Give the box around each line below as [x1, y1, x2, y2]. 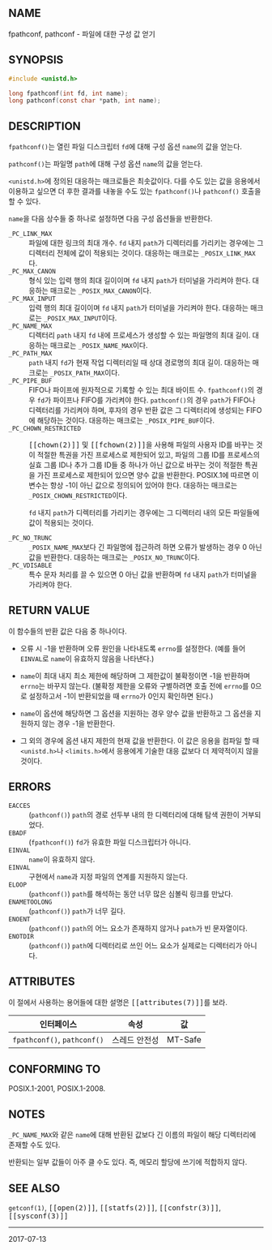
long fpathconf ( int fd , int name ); [8, 89, 129, 97]
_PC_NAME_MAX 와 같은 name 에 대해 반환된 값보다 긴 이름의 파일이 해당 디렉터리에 [8, 1130, 257, 1140]
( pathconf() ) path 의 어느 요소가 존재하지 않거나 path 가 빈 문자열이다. [28, 923, 249, 933]
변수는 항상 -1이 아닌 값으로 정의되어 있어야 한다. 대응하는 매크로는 [28, 480, 238, 490]
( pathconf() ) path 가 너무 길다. [28, 906, 125, 916]
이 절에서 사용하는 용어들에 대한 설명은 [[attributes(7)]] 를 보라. [8, 997, 228, 1007]
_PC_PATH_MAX [8, 350, 53, 358]
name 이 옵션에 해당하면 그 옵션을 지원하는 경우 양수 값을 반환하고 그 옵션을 [19, 708, 253, 718]
